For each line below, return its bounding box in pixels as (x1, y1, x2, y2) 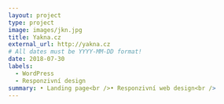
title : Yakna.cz (8, 33, 61, 41)
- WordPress (15, 70, 55, 77)
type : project (8, 19, 55, 27)
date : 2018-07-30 (8, 56, 65, 63)
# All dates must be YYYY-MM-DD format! (8, 48, 143, 56)
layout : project (8, 11, 61, 20)
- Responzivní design (15, 77, 86, 84)
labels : (8, 63, 34, 70)
